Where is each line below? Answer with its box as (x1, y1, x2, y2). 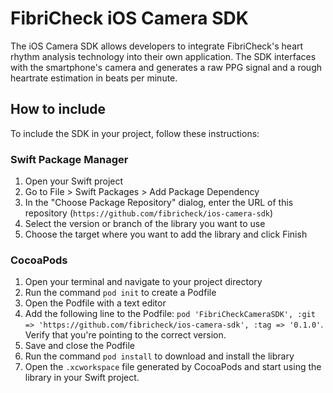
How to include (10, 101, 107, 118)
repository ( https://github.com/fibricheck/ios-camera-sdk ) (24, 207, 274, 219)
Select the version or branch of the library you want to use (24, 218, 266, 230)
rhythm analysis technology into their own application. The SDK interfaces (10, 50, 317, 62)
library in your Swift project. (24, 372, 140, 384)
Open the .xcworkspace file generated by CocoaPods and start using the (24, 361, 322, 373)
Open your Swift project (24, 175, 124, 187)
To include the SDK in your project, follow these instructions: (10, 127, 260, 139)
